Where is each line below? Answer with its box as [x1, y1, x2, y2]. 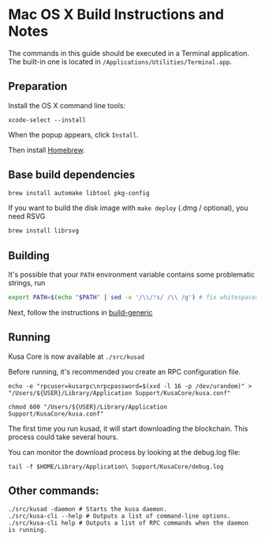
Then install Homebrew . [8, 145, 85, 155]
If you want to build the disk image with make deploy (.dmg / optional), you [8, 203, 248, 213]
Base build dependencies [8, 168, 136, 182]
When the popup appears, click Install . [8, 130, 140, 139]
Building [8, 249, 50, 262]
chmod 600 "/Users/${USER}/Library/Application [8, 403, 168, 411]
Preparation [8, 80, 68, 93]
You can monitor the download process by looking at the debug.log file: [8, 447, 241, 457]
